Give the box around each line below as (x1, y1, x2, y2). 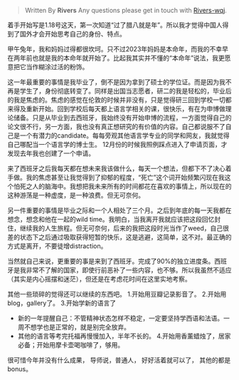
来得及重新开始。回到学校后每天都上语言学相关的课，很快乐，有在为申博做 (7, 105, 225, 113)
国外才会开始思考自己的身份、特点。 (19, 30, 126, 38)
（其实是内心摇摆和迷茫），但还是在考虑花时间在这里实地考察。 (7, 274, 191, 283)
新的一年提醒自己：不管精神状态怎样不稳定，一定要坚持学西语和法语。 (17, 314, 224, 322)
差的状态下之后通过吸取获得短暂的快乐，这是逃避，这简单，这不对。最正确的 (7, 233, 232, 241)
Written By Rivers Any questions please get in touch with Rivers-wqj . (24, 6, 228, 14)
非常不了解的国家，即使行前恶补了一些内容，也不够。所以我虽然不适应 (26, 266, 232, 274)
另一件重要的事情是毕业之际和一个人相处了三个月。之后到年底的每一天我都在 (7, 206, 232, 215)
